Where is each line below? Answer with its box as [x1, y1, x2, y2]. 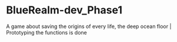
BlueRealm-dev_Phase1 [6, 3, 122, 17]
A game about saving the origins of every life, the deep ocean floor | [6, 23, 172, 30]
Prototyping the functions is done [6, 29, 87, 36]
